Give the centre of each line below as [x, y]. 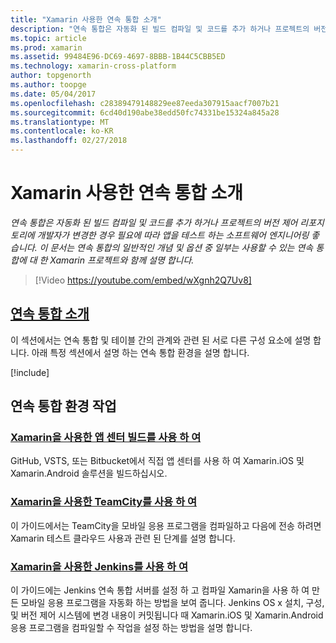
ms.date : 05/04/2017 [53, 94]
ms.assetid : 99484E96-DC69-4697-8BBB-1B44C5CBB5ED [118, 57]
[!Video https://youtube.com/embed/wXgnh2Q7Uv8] [143, 280]
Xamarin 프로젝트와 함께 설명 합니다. [122, 260]
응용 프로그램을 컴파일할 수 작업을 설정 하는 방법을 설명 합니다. [131, 628]
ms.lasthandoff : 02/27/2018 [69, 141]
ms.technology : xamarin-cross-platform [93, 66]
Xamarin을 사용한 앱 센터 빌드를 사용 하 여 [106, 438]
